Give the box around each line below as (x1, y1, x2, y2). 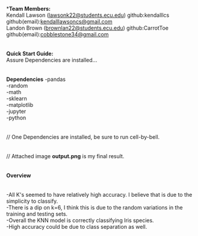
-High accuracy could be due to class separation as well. (6, 223, 147, 230)
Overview (6, 172, 31, 179)
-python (6, 114, 26, 121)
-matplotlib (6, 101, 34, 108)
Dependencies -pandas (6, 75, 66, 83)
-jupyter (6, 108, 26, 115)
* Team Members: (6, 5, 51, 12)
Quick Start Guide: (6, 50, 54, 57)
